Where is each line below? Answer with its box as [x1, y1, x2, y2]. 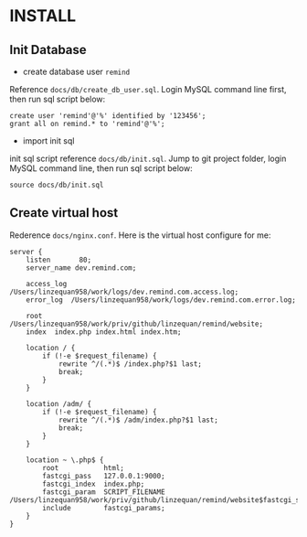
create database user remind [22, 66, 131, 77]
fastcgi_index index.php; [42, 479, 145, 489]
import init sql [22, 135, 75, 146]
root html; [42, 463, 125, 472]
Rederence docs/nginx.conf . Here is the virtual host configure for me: [9, 230, 271, 241]
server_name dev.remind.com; [26, 263, 137, 273]
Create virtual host [9, 205, 119, 220]
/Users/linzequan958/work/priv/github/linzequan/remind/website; [9, 319, 263, 328]
